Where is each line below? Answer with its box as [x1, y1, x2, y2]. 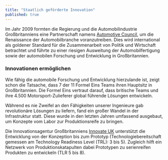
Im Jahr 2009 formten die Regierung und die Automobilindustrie [5, 26, 137, 32]
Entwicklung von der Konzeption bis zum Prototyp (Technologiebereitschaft [5, 133, 161, 139]
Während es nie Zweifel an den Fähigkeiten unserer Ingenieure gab [5, 102, 144, 108]
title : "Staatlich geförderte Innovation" [5, 7, 95, 13]
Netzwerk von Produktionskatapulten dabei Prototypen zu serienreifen [5, 144, 151, 150]
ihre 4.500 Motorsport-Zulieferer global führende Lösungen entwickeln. [5, 93, 153, 99]
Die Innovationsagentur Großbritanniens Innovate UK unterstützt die [5, 128, 145, 134]
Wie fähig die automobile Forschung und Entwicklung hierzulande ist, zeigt [5, 76, 159, 83]
